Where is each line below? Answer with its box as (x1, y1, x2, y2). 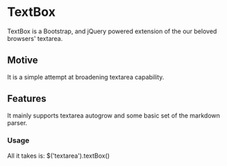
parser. (7, 118, 28, 127)
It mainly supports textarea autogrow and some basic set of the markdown (7, 111, 221, 120)
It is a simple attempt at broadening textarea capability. (7, 73, 165, 81)
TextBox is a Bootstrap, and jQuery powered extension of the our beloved (7, 27, 217, 35)
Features (7, 93, 47, 104)
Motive (7, 55, 38, 66)
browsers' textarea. (7, 34, 63, 42)
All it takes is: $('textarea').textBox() (7, 151, 110, 160)
